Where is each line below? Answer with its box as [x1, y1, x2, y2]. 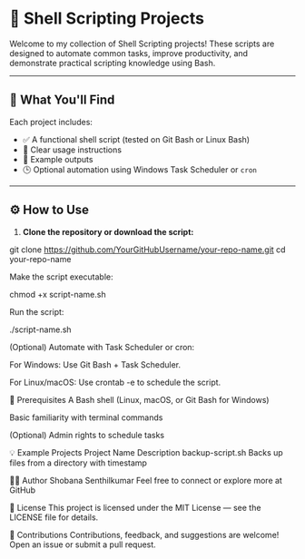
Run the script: [9, 306, 64, 317]
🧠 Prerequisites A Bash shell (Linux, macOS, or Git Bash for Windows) [9, 394, 270, 405]
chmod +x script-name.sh [9, 289, 106, 299]
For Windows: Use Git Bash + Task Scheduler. [9, 358, 182, 370]
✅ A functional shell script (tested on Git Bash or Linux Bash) [22, 133, 251, 144]
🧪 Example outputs [22, 153, 93, 164]
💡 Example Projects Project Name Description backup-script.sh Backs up [9, 446, 283, 457]
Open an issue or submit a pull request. [9, 539, 156, 550]
